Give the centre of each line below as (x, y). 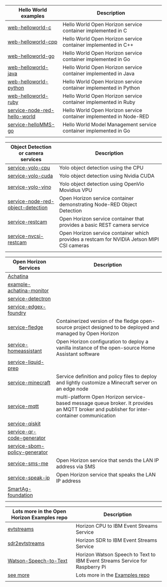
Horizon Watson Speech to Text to (116, 554)
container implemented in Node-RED (106, 116)
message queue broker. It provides (112, 403)
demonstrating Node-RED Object (98, 204)
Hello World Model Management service (109, 125)
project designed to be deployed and (116, 327)
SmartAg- (19, 489)
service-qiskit (24, 424)
